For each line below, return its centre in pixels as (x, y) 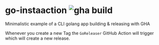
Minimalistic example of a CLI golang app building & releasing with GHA (78, 24)
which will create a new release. (38, 38)
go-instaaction (36, 10)
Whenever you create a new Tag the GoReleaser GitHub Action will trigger (79, 33)
